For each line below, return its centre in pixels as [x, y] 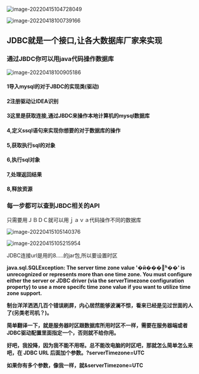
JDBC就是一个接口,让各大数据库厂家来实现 [84, 41]
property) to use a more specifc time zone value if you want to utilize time [99, 286]
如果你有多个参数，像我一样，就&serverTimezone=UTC [75, 365]
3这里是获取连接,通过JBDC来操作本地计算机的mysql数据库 [78, 116]
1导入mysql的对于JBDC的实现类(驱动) [53, 86]
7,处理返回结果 [25, 174]
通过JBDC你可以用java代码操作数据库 [60, 59]
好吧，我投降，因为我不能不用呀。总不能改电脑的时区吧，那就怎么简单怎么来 [100, 345]
